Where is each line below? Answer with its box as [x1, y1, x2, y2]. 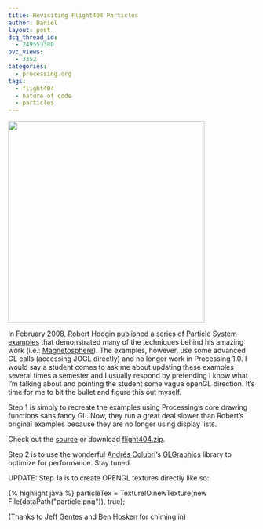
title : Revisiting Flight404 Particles [8, 11, 139, 20]
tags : [8, 77, 26, 85]
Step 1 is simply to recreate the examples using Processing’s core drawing [8, 403, 248, 412]
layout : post [8, 26, 51, 34]
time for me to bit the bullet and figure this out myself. [8, 388, 182, 397]
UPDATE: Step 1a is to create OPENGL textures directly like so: [8, 473, 210, 483]
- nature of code [15, 92, 72, 100]
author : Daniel [8, 19, 58, 27]
